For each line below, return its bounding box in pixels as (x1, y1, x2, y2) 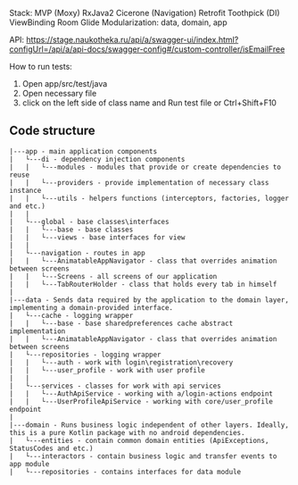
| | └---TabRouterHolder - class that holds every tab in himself (9, 280, 277, 288)
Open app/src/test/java (21, 79, 108, 88)
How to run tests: (9, 62, 73, 71)
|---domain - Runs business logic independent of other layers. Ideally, (9, 420, 290, 430)
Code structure (9, 123, 95, 138)
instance (9, 186, 42, 195)
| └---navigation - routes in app (9, 248, 145, 257)
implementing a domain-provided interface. (9, 303, 174, 312)
